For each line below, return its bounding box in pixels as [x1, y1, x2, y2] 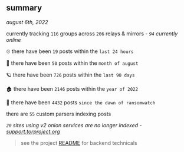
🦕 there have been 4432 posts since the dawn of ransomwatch [6, 98, 156, 106]
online [6, 36, 21, 43]
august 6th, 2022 [6, 18, 48, 25]
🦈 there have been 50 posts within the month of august [6, 60, 139, 67]
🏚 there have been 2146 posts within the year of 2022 [6, 85, 139, 92]
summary [6, 3, 42, 13]
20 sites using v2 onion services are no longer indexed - [6, 121, 142, 128]
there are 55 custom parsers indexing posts [6, 110, 111, 117]
